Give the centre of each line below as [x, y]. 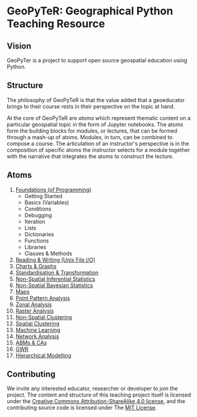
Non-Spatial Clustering [44, 317]
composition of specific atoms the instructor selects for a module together [99, 150]
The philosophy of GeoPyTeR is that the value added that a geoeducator [96, 100]
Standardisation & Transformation [57, 272]
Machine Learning [38, 330]
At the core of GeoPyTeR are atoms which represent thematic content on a [99, 118]
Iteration [35, 221]
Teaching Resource [56, 24]
